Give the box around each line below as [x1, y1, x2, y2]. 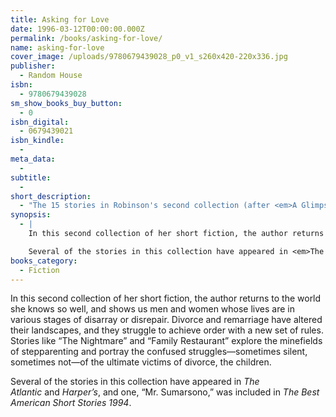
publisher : [10, 61, 56, 71]
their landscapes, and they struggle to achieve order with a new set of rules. [10, 324, 324, 336]
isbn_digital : [10, 117, 70, 127]
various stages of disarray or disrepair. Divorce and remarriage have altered [10, 314, 323, 326]
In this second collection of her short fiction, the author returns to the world [10, 292, 322, 305]
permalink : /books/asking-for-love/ [10, 33, 163, 43]
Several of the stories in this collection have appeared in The [10, 376, 260, 388]
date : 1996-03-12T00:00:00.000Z [10, 24, 145, 34]
